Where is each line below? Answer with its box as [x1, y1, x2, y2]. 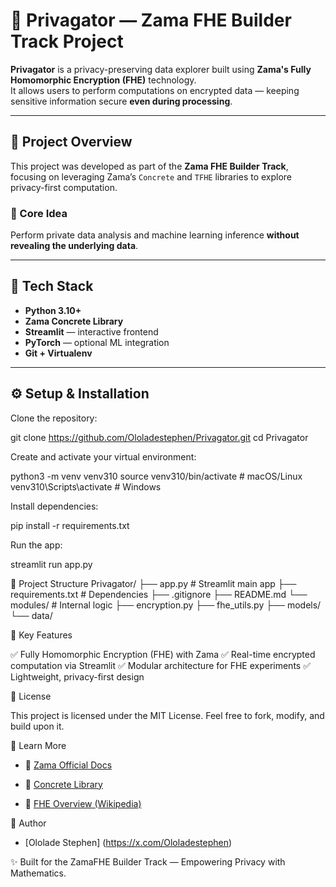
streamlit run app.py [10, 558, 93, 570]
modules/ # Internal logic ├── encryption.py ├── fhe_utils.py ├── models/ [10, 599, 322, 611]
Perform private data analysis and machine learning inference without [10, 229, 300, 241]
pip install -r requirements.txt [10, 519, 130, 531]
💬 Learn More [10, 739, 67, 751]
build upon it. [10, 720, 65, 732]
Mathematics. [10, 867, 67, 879]
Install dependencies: [10, 500, 99, 512]
